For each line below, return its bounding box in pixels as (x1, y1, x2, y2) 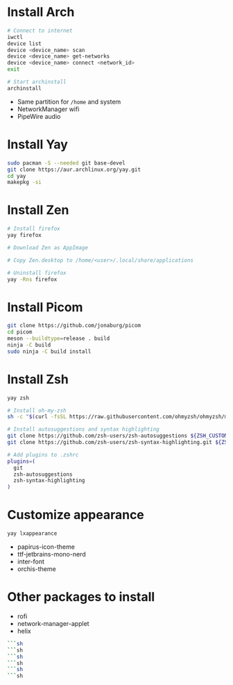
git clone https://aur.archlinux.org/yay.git (7, 166, 141, 173)
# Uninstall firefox (7, 269, 67, 277)
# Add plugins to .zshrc (7, 451, 79, 459)
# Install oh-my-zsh (7, 407, 67, 414)
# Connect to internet (7, 27, 73, 34)
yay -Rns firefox (7, 276, 58, 283)
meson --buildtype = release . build (7, 335, 110, 342)
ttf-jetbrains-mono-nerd (17, 550, 86, 558)
